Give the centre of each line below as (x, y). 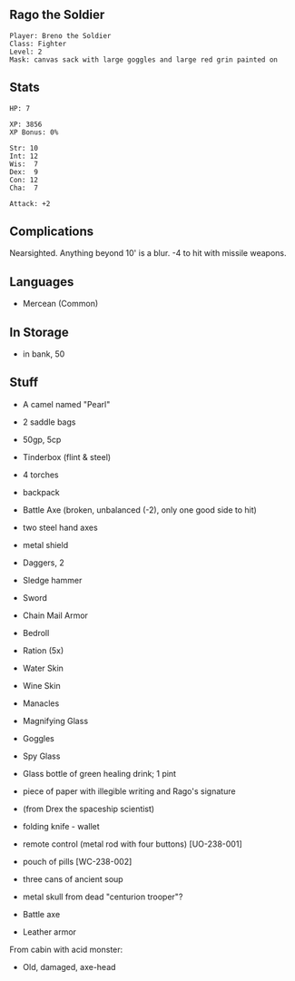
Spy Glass (41, 756)
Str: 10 (24, 148)
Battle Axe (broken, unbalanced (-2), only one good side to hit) (139, 510)
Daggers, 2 (44, 563)
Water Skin (43, 668)
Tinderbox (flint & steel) (67, 456)
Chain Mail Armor (55, 615)
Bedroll (36, 633)
